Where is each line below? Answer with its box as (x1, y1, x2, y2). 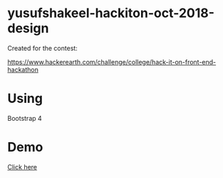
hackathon (7, 65, 39, 74)
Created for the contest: (7, 44, 78, 52)
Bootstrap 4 (7, 114, 43, 122)
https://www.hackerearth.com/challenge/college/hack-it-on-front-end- (7, 57, 217, 66)
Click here (7, 162, 38, 171)
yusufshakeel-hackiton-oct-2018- (7, 5, 215, 21)
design (7, 20, 49, 36)
